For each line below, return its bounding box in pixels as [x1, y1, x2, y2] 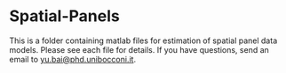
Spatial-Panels [9, 6, 120, 26]
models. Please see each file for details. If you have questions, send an [9, 44, 269, 55]
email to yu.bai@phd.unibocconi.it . [9, 54, 136, 64]
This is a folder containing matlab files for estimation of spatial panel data [9, 35, 278, 46]
